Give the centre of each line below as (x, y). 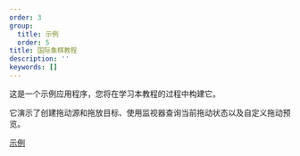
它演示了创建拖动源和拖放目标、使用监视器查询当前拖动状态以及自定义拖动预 (150, 112)
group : (21, 26)
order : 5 (33, 42)
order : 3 (25, 17)
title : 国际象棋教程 (43, 51)
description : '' (39, 59)
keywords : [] (33, 68)
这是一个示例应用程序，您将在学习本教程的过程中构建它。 (115, 94)
